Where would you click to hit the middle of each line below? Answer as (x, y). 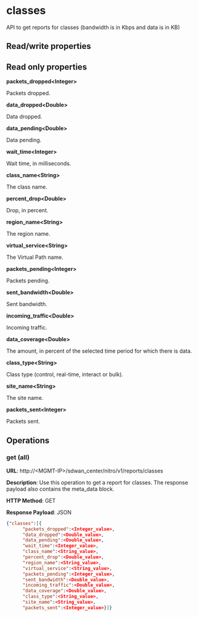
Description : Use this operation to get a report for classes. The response (97, 482)
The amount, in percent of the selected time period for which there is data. (99, 351)
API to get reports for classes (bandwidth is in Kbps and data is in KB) (93, 27)
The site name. (25, 398)
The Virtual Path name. (35, 257)
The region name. (28, 234)
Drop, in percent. (27, 211)
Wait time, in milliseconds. (39, 163)
